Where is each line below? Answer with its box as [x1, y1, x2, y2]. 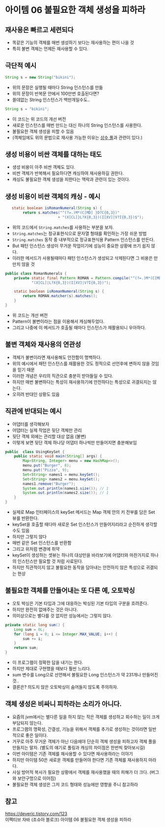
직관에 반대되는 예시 [5, 407, 62, 416]
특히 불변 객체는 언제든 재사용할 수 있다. [12, 46, 88, 52]
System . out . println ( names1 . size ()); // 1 [23, 486, 109, 491]
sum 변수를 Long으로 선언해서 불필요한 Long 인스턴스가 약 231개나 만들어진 [12, 672, 159, 677]
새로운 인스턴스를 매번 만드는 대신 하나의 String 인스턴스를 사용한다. [12, 122, 142, 128]
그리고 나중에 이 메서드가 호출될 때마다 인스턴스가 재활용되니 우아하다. [12, 324, 146, 330]
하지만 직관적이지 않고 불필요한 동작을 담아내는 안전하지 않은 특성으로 [12, 564, 145, 571]
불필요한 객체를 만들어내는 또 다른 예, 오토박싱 [5, 586, 135, 595]
